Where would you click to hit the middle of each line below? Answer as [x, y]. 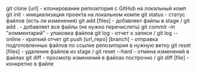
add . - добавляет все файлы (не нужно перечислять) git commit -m [91, 27]
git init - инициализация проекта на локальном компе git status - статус [96, 14]
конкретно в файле [30, 64]
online [13, 39]
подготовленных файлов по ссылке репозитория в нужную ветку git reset [98, 45]
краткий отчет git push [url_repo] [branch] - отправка [92, 39]
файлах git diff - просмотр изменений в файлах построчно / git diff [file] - [98, 58]
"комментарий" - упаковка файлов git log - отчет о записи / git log [89, 33]
